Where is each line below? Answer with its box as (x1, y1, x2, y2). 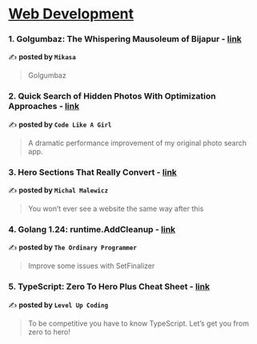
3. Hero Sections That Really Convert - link (8, 166, 178, 177)
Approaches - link (8, 101, 80, 112)
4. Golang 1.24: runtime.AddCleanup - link (8, 224, 176, 235)
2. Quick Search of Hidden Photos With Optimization (8, 91, 216, 102)
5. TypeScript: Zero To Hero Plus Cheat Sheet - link (8, 281, 211, 293)
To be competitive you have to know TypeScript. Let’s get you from (27, 318, 250, 328)
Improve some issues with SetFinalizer (27, 261, 155, 271)
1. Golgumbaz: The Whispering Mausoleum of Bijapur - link (8, 34, 242, 45)
